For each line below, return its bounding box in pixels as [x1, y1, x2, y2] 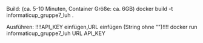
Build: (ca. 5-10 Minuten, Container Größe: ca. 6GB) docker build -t [6, 5, 173, 12]
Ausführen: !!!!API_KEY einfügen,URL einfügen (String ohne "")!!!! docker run [6, 24, 198, 30]
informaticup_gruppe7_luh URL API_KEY [6, 30, 106, 37]
